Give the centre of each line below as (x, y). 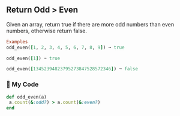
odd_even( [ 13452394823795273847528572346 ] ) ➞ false (72, 69)
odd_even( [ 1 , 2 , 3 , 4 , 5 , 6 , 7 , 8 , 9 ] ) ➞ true (65, 47)
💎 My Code (22, 85)
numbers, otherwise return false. (46, 31)
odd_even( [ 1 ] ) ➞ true (33, 58)
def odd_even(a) (26, 97)
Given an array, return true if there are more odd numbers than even (90, 24)
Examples (17, 41)
